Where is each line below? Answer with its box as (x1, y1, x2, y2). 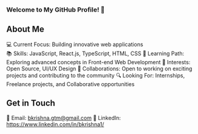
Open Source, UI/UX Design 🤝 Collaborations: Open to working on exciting (6, 65, 193, 72)
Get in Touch (6, 98, 56, 109)
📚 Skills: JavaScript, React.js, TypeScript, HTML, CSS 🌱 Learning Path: (6, 50, 184, 57)
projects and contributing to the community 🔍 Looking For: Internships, (6, 72, 185, 79)
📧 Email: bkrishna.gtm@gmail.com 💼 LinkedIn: (6, 114, 121, 121)
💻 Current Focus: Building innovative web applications (6, 41, 144, 48)
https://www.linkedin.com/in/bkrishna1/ (6, 121, 104, 128)
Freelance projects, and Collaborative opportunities (6, 80, 135, 87)
